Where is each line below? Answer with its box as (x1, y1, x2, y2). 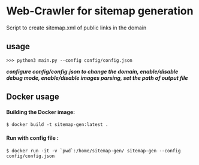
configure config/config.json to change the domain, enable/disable (6, 68, 179, 75)
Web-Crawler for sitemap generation (6, 4, 194, 18)
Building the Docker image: (6, 108, 76, 115)
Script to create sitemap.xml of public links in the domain (6, 24, 147, 31)
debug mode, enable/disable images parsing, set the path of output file (6, 74, 188, 82)
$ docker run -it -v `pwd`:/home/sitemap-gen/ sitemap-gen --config (6, 148, 181, 154)
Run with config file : (6, 134, 59, 142)
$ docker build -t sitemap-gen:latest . (6, 122, 109, 128)
